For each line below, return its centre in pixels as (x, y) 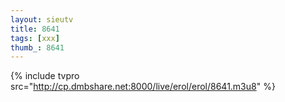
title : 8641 (35, 29)
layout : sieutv (42, 19)
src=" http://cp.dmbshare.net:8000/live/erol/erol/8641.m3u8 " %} (143, 87)
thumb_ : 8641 (37, 47)
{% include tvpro (45, 76)
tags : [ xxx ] (35, 38)
